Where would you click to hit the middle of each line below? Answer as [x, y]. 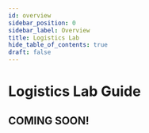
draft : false [30, 52]
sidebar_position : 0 [42, 23]
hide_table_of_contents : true [58, 45]
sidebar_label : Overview [49, 30]
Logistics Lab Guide [74, 91]
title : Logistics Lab [44, 38]
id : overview [30, 15]
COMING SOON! [49, 121]
